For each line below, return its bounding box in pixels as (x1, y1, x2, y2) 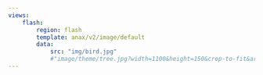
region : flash (36, 26, 82, 34)
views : (8, 11, 30, 20)
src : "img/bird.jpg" (49, 48, 117, 55)
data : (36, 41, 55, 48)
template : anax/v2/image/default (36, 33, 146, 41)
